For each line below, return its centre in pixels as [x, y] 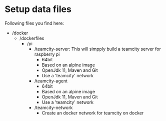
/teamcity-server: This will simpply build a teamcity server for [97, 49]
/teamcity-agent [51, 81]
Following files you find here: [34, 23]
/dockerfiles [32, 38]
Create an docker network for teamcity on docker [93, 113]
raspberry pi [47, 54]
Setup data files [38, 9]
